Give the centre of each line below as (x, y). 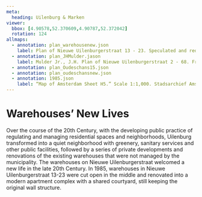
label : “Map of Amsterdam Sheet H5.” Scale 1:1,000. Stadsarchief (102, 84)
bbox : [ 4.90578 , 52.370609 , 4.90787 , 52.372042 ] (70, 28)
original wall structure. (34, 187)
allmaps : (17, 40)
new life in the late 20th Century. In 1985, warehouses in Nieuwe (86, 168)
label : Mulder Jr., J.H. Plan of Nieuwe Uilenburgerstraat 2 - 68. (103, 62)
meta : (13, 12)
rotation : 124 (29, 34)
